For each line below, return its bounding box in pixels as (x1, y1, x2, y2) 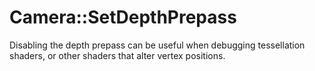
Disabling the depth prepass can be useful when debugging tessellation (9, 39, 306, 51)
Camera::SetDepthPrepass (9, 6, 237, 29)
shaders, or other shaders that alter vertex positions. (9, 49, 226, 61)
